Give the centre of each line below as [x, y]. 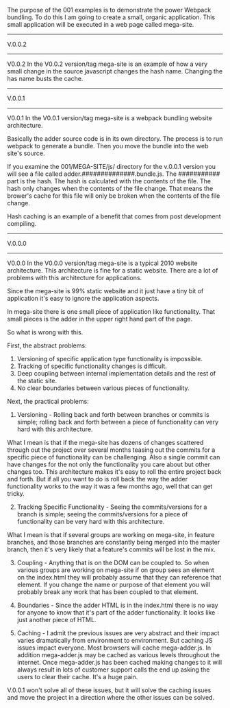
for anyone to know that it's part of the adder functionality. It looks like [116, 613]
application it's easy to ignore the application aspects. [83, 298]
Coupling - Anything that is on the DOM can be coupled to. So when [113, 563]
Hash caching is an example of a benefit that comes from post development [114, 216]
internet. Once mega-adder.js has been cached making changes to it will [119, 662]
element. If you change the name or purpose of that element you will [114, 584]
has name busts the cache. [45, 79]
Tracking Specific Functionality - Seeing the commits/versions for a [112, 507]
